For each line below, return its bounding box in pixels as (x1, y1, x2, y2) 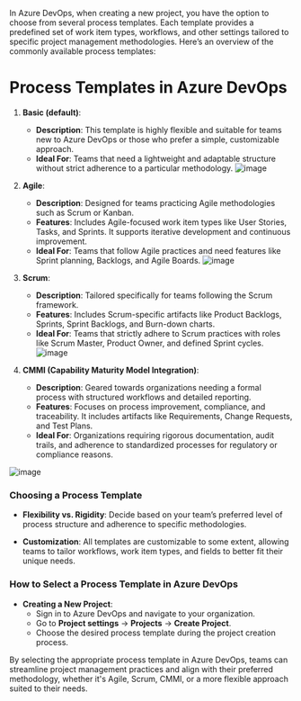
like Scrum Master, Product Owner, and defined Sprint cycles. (35, 337, 264, 348)
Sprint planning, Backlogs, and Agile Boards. (35, 255, 201, 265)
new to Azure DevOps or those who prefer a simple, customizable (35, 134, 280, 145)
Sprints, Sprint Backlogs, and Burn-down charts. (35, 319, 216, 329)
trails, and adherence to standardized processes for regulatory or (35, 439, 279, 450)
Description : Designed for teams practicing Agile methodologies (35, 197, 276, 208)
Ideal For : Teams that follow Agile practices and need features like (35, 245, 281, 256)
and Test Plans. (35, 420, 93, 431)
